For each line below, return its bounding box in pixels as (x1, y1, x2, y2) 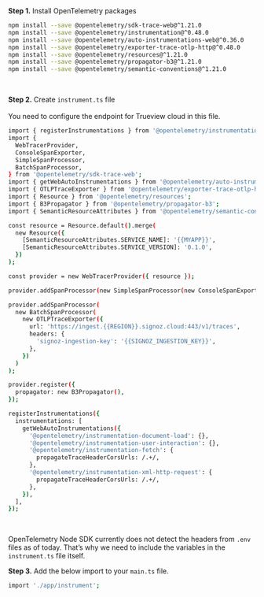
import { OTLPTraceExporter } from (8, 185, 125, 194)
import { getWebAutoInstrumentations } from (8, 178, 156, 186)
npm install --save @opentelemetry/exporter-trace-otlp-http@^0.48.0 (8, 43, 241, 51)
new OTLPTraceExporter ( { (22, 315, 104, 324)
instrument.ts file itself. (8, 551, 86, 561)
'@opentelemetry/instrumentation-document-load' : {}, (28, 432, 210, 439)
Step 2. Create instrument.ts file (8, 95, 115, 105)
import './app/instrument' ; (8, 582, 101, 590)
